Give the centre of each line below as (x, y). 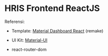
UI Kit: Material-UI (30, 40)
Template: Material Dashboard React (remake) (57, 31)
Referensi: (15, 22)
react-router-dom (29, 49)
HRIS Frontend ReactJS (52, 8)
